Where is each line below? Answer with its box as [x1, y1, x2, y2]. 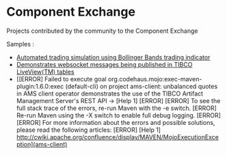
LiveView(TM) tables [16, 68, 75, 76]
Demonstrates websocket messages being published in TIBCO [16, 60, 193, 68]
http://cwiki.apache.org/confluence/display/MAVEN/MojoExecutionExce [16, 132, 219, 141]
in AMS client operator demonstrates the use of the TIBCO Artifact [16, 89, 203, 98]
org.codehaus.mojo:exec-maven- [107, 74, 202, 83]
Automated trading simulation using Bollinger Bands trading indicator [16, 53, 211, 61]
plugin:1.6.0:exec [16, 82, 64, 90]
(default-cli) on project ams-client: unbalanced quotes [65, 82, 218, 90]
